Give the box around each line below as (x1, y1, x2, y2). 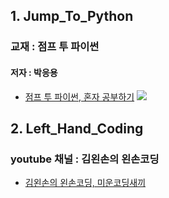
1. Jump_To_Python (10, 8, 134, 25)
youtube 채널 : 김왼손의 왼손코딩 (10, 152, 160, 166)
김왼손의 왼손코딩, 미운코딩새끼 (24, 177, 147, 189)
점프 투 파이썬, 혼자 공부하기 (24, 90, 135, 103)
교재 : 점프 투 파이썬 (10, 40, 100, 54)
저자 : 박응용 (10, 66, 58, 78)
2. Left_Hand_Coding (10, 120, 144, 137)
